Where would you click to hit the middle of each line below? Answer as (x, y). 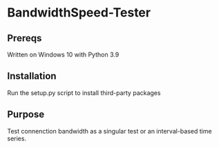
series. (17, 138)
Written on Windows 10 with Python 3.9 (63, 54)
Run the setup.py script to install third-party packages (84, 93)
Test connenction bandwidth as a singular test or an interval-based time (109, 131)
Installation (32, 76)
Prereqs (25, 38)
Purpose (26, 115)
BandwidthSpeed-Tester (79, 13)
